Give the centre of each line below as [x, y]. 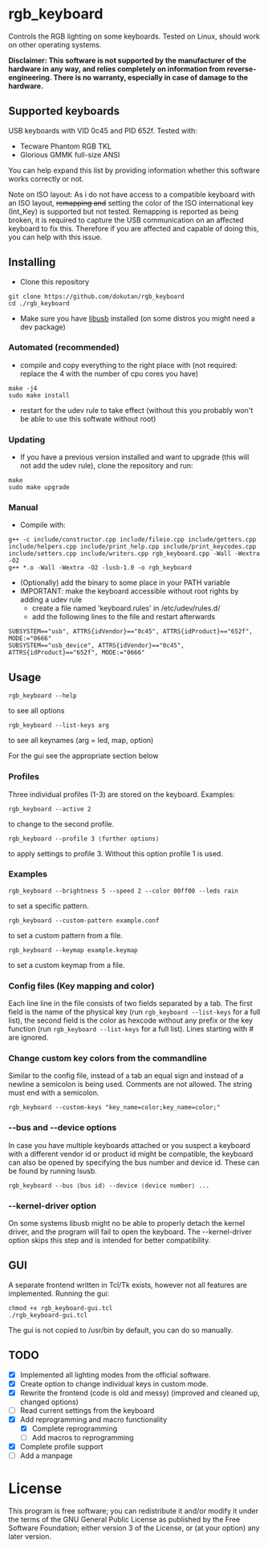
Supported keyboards [64, 111]
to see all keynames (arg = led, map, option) [81, 741]
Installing [32, 262]
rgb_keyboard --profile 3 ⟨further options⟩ [84, 839]
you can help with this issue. [55, 237]
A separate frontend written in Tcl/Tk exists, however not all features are [128, 1285]
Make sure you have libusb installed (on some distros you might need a [137, 318]
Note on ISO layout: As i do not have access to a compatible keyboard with [132, 194]
